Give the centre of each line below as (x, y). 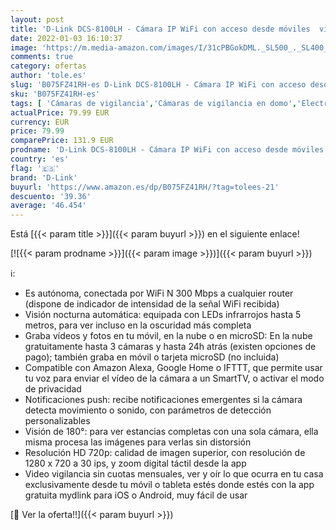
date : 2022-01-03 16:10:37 (66, 38)
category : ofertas (48, 66)
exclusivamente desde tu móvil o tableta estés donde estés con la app (169, 485)
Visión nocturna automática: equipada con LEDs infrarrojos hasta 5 (163, 315)
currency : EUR (40, 122)
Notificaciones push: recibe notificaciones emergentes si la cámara (163, 400)
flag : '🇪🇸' (35, 168)
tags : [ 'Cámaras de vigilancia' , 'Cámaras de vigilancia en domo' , (154, 103)
